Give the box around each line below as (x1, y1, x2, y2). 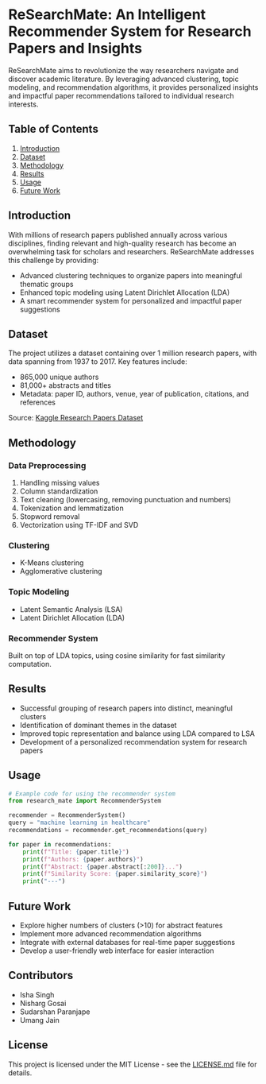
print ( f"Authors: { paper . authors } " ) (22, 855, 145, 863)
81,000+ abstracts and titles (19, 381, 111, 390)
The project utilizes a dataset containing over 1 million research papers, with (8, 348, 257, 358)
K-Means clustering (19, 558, 84, 567)
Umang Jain (19, 1015, 60, 1024)
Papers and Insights (8, 40, 143, 57)
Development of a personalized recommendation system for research (19, 737, 248, 746)
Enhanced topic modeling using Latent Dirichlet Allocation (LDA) (19, 288, 230, 297)
